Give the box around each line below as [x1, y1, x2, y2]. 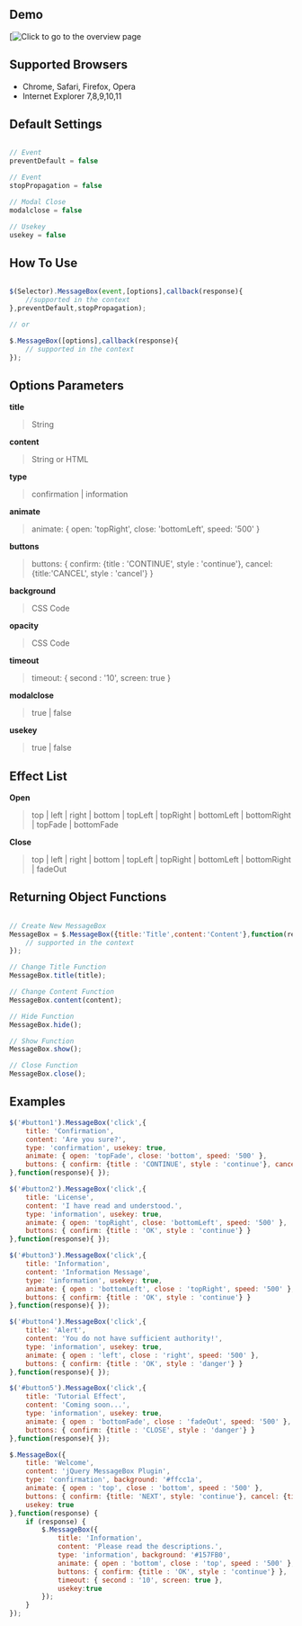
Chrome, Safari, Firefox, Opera [22, 81, 137, 92]
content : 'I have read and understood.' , [25, 1201, 182, 1211]
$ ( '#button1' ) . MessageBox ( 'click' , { [9, 1118, 147, 1127]
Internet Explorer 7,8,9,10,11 [22, 90, 122, 102]
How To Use [9, 255, 78, 271]
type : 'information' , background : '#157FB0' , [57, 1550, 231, 1559]
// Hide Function [9, 1012, 75, 1021]
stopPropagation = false [9, 182, 102, 191]
